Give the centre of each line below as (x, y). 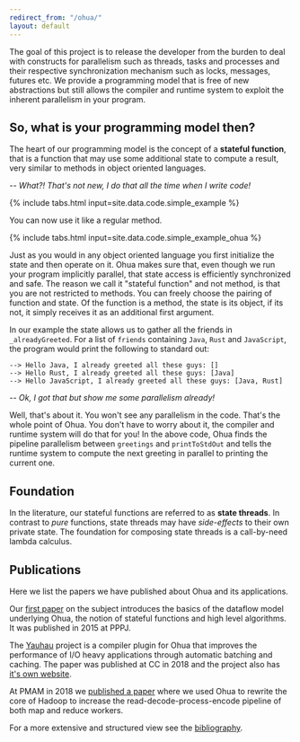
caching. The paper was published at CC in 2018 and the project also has (145, 664)
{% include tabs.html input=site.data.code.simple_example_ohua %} (136, 238)
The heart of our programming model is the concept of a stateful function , (148, 149)
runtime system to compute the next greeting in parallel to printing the (139, 454)
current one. (32, 463)
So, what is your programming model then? (132, 127)
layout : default (40, 26)
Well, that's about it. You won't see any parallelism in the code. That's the (145, 415)
